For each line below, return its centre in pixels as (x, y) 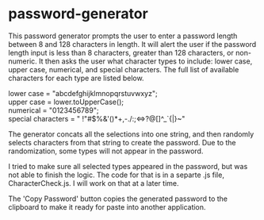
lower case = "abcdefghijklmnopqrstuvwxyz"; (83, 93)
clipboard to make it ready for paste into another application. (107, 206)
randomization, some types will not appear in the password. (106, 151)
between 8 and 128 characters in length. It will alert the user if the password (132, 44)
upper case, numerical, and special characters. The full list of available (124, 69)
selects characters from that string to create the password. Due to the (122, 142)
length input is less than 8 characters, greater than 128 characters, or (121, 52)
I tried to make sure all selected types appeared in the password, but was (128, 166)
